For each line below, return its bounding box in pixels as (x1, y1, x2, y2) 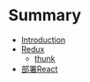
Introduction (20, 34, 66, 45)
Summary (8, 5, 81, 26)
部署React (20, 63, 58, 74)
